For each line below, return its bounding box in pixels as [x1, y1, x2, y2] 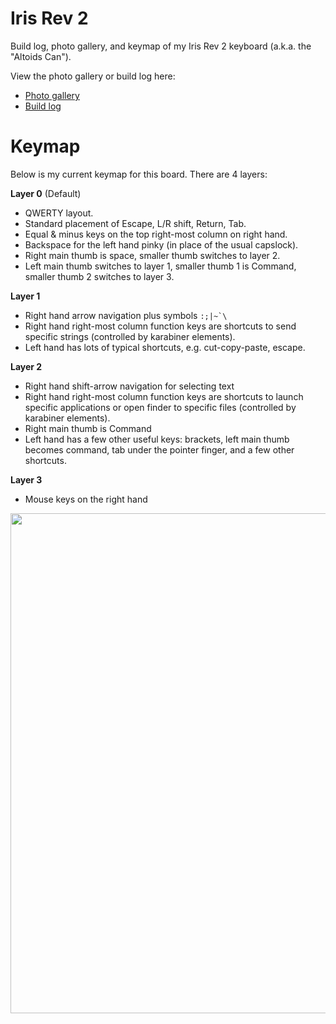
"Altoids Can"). [10, 50, 72, 62]
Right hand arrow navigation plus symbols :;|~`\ [24, 309, 228, 321]
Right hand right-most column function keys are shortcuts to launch [24, 390, 304, 402]
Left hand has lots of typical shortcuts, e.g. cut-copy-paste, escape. [24, 341, 306, 353]
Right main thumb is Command [24, 422, 152, 434]
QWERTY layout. [24, 207, 94, 219]
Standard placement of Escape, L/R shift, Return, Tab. [24, 217, 247, 229]
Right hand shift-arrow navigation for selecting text [24, 380, 235, 392]
